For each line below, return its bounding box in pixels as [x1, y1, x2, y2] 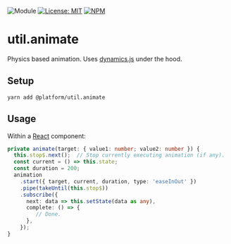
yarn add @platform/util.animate [7, 94, 106, 101]
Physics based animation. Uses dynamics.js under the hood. [7, 54, 182, 63]
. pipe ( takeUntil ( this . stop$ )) [20, 184, 109, 192]
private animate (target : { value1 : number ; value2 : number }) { [7, 145, 200, 152]
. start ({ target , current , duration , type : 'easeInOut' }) [20, 178, 197, 185]
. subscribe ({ [20, 191, 58, 198]
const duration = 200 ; [13, 165, 80, 172]
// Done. [35, 211, 61, 218]
